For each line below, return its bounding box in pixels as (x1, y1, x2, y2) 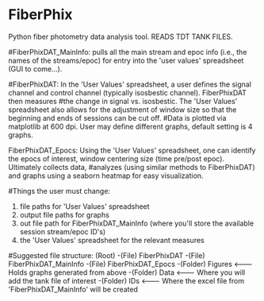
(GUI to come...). (8, 64, 63, 73)
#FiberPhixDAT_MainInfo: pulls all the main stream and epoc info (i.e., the (8, 47, 247, 56)
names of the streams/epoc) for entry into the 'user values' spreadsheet (8, 56, 244, 65)
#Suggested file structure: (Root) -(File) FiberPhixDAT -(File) (8, 250, 205, 260)
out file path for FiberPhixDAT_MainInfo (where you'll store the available (19, 218, 254, 228)
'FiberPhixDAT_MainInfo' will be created (8, 284, 139, 294)
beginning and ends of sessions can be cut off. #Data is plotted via (8, 113, 227, 122)
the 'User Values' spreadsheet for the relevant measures (19, 235, 205, 245)
